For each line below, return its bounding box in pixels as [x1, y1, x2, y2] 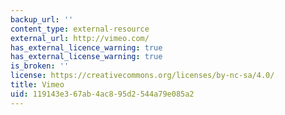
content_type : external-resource [10, 24, 150, 34]
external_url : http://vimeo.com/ [10, 33, 150, 43]
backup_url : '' [10, 14, 74, 25]
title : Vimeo [10, 80, 65, 90]
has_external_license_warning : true [10, 52, 163, 62]
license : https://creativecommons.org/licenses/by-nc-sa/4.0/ [10, 71, 275, 81]
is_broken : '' [10, 61, 70, 71]
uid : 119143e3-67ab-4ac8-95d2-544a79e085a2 [10, 89, 195, 99]
